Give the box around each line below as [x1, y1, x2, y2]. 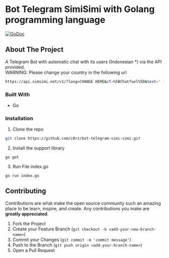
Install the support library [12, 145, 65, 151]
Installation [5, 114, 34, 121]
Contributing [5, 187, 46, 195]
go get [5, 155, 19, 160]
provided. [5, 64, 25, 70]
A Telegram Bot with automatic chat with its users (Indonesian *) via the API [5, 59, 162, 65]
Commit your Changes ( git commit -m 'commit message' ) [12, 236, 132, 242]
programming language [5, 14, 106, 26]
